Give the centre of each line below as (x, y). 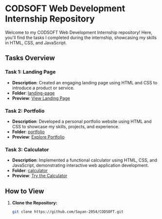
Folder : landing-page (33, 93)
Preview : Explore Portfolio (38, 137)
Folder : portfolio (28, 132)
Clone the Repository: (35, 203)
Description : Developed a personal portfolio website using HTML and (82, 121)
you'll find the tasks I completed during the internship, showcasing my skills (81, 38)
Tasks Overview (30, 58)
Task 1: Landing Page (30, 72)
